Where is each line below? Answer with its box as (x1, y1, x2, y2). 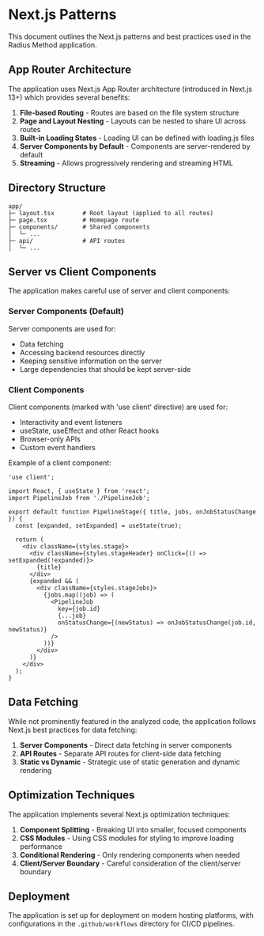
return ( (15, 536, 44, 544)
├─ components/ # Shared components (8, 223, 150, 231)
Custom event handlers (19, 442, 96, 452)
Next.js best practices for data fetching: (8, 725, 138, 734)
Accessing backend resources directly (19, 347, 145, 357)
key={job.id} (58, 604, 101, 612)
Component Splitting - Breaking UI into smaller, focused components (19, 824, 247, 834)
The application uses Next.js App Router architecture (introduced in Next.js (8, 84, 253, 93)
